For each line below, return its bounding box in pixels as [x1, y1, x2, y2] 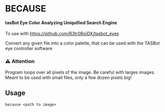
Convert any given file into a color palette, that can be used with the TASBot [5, 40, 160, 46]
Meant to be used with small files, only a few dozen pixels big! [5, 74, 132, 80]
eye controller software [5, 46, 53, 52]
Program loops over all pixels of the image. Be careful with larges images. [5, 69, 155, 75]
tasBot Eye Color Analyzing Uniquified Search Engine [5, 19, 117, 25]
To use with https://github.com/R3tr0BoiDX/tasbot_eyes [5, 31, 119, 37]
